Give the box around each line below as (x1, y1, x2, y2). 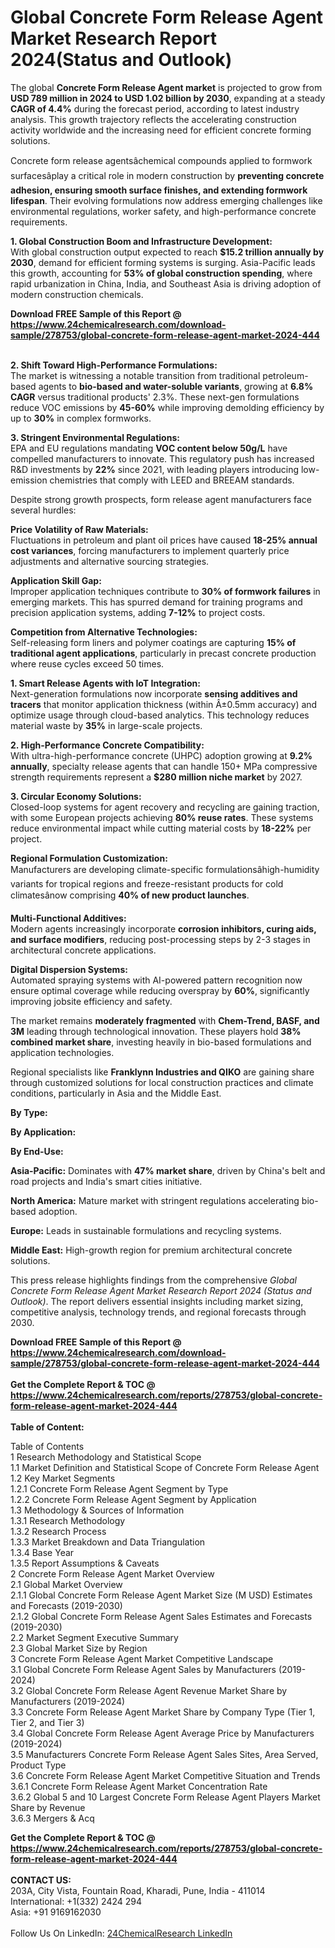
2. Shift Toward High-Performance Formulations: (10, 359, 218, 371)
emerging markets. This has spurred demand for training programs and (10, 596, 303, 608)
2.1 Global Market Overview (10, 1578, 123, 1590)
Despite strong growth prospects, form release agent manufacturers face (10, 493, 312, 505)
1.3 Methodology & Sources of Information (10, 1504, 185, 1516)
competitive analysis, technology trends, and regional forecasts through (10, 1306, 307, 1318)
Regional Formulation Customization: (10, 852, 168, 864)
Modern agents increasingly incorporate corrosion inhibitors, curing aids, (10, 922, 317, 935)
